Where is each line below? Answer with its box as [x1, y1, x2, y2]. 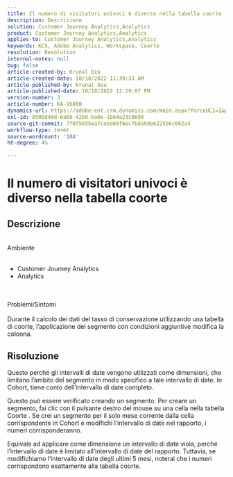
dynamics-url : [7, 107, 49, 114]
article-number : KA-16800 [7, 101, 82, 108]
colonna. [7, 330, 33, 338]
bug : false [7, 62, 39, 69]
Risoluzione [7, 350, 60, 362]
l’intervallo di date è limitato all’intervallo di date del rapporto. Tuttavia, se [7, 446, 216, 455]
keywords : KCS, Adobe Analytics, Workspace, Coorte [7, 42, 159, 49]
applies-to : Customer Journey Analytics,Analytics [7, 36, 157, 43]
